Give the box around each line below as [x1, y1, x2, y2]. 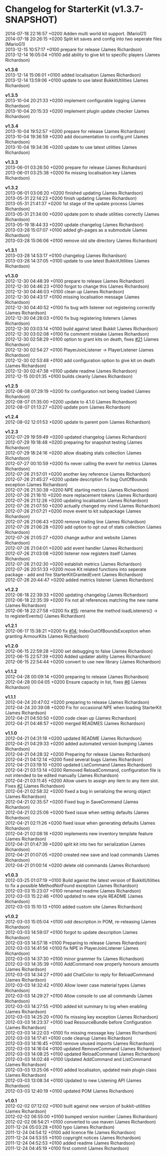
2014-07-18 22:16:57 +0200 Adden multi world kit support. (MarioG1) [5, 30, 147, 36]
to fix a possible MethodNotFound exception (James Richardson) [5, 883, 138, 889]
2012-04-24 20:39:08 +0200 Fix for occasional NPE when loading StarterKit [5, 704, 162, 710]
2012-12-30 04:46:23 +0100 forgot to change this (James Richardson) [5, 283, 150, 289]
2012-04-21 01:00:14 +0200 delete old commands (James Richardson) [5, 862, 150, 868]
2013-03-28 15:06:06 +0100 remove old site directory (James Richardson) [5, 238, 158, 244]
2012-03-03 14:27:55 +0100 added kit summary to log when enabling [5, 1003, 148, 1009]
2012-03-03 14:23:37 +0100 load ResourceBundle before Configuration [5, 1019, 152, 1025]
